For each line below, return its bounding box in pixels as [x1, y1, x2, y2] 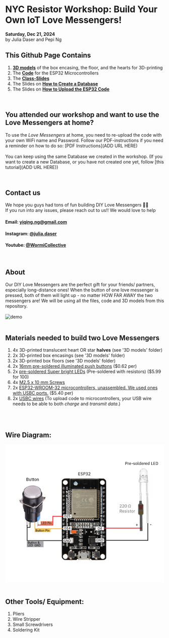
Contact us [5, 188, 41, 197]
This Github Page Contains [5, 51, 91, 60]
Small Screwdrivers [12, 621, 53, 628]
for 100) [12, 374, 29, 380]
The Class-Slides [12, 75, 49, 81]
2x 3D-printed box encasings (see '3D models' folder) [12, 353, 125, 359]
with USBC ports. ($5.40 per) [12, 390, 74, 396]
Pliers [12, 611, 25, 617]
